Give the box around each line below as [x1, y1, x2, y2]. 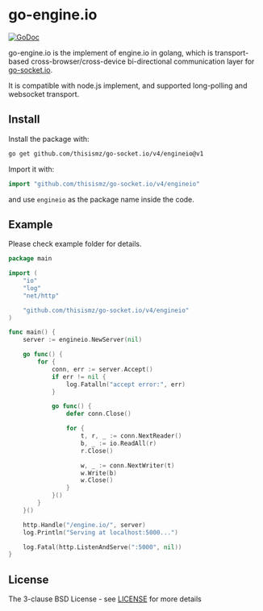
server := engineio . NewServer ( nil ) [23, 336, 143, 344]
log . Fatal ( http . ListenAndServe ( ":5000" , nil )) [23, 542, 182, 551]
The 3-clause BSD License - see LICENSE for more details [8, 594, 202, 604]
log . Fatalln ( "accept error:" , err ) [65, 380, 186, 389]
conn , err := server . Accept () [51, 365, 153, 373]
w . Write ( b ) [80, 469, 117, 477]
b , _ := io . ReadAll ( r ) [80, 439, 157, 447]
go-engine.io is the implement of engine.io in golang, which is [8, 48, 214, 57]
